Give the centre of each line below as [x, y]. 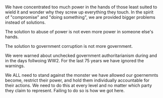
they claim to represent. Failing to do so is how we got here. [65, 91]
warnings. [15, 66]
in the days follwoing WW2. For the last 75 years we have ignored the [75, 61]
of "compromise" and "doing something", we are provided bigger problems [80, 17]
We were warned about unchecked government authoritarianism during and [81, 56]
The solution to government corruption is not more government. [69, 46]
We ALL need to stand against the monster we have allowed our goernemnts [82, 75]
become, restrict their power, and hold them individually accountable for [77, 80]
